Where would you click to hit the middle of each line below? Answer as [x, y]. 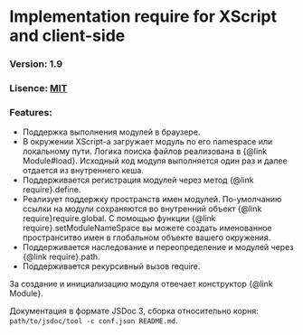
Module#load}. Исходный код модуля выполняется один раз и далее [155, 161]
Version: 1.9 [36, 64]
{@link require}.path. [62, 257]
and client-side [67, 36]
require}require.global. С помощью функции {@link [119, 219]
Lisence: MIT [38, 88]
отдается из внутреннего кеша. [83, 171]
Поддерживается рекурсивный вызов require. [111, 266]
